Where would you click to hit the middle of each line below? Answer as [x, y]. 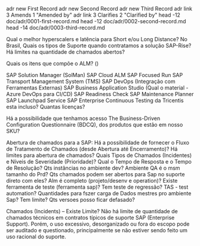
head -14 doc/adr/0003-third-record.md [56, 27]
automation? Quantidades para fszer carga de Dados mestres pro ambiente [99, 193]
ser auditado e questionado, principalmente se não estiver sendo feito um [97, 230]
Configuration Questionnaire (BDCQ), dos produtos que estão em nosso [95, 124]
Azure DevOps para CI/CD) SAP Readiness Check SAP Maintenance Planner [100, 94]
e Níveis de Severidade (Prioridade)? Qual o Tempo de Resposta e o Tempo [99, 162]
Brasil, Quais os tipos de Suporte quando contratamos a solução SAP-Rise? [99, 45]
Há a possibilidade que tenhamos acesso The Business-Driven [83, 118]
